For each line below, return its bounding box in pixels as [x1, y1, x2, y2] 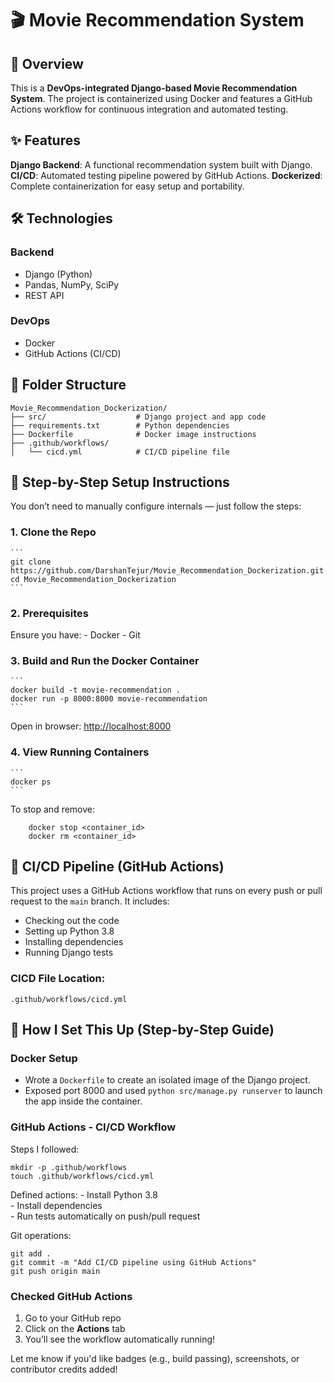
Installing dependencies [24, 936, 124, 948]
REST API [24, 289, 65, 301]
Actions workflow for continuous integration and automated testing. [10, 103, 289, 115]
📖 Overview [10, 55, 84, 72]
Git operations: [10, 1229, 72, 1241]
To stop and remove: [10, 803, 96, 815]
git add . [10, 1248, 52, 1259]
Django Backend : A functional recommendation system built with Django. [10, 158, 313, 171]
